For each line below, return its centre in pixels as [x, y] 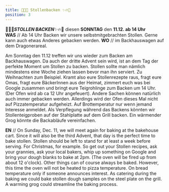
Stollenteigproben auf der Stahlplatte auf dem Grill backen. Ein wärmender [83, 115]
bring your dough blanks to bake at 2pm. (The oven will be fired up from [81, 157]
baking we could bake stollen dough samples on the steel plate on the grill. [83, 179]
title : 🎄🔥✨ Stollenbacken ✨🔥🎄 [38, 10]
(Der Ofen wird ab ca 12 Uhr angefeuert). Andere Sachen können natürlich [83, 93]
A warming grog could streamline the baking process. [62, 184]
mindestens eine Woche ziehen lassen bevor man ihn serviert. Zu [74, 72]
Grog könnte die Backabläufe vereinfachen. [51, 120]
